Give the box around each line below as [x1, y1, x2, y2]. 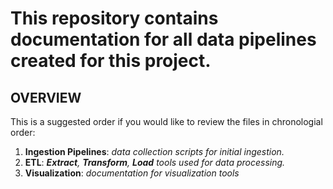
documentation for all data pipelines [10, 28, 317, 51]
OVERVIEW [10, 89, 82, 106]
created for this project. [10, 50, 212, 72]
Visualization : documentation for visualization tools [24, 167, 240, 179]
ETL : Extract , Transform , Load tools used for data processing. [24, 157, 286, 168]
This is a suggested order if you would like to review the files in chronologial [10, 116, 323, 127]
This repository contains [10, 7, 219, 30]
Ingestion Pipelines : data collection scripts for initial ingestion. [24, 146, 285, 157]
